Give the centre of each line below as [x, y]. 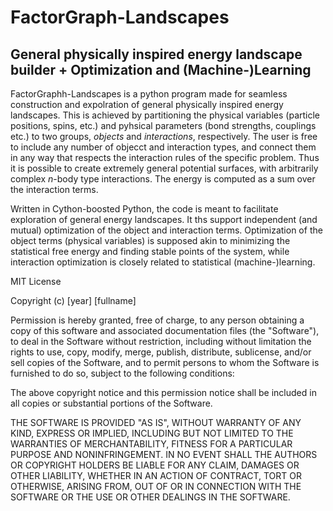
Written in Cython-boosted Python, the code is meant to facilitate [144, 209]
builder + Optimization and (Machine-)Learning [161, 69]
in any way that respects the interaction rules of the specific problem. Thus [165, 157]
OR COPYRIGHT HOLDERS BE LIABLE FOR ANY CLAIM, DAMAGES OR [155, 465]
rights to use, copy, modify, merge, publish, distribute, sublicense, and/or [161, 352]
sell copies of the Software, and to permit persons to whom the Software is [165, 362]
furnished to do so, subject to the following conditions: [122, 373]
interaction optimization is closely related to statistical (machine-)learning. [163, 262]
